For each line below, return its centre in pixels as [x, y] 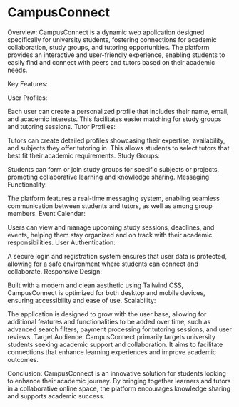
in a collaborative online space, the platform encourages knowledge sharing [119, 388]
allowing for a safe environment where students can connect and [103, 264]
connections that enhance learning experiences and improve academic [112, 352]
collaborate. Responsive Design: [55, 271]
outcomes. [23, 359]
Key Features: [27, 83]
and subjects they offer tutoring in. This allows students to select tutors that [118, 148]
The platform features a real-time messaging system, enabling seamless [113, 198]
